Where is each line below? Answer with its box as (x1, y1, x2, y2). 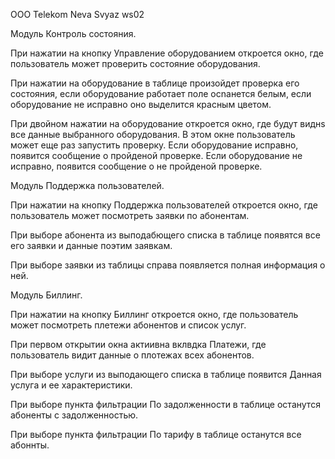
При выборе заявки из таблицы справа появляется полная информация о (10, 259, 326, 271)
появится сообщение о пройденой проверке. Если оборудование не (10, 150, 303, 161)
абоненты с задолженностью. (10, 409, 139, 421)
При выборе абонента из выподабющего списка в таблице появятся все (10, 229, 321, 241)
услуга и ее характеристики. (10, 379, 133, 391)
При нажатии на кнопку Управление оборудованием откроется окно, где (10, 47, 324, 59)
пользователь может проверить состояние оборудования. (10, 58, 261, 69)
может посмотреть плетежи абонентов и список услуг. (10, 319, 247, 331)
